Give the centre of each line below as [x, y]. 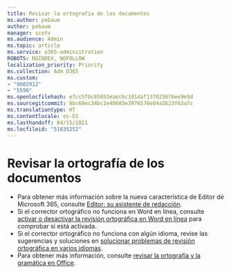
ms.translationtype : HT [41, 110]
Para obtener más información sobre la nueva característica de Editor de [121, 197]
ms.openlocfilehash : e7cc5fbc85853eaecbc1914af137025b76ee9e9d [100, 97]
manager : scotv [29, 33]
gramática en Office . [46, 263]
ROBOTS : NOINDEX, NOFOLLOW [46, 59]
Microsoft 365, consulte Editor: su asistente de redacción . [99, 204]
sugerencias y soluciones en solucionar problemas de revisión [106, 241]
